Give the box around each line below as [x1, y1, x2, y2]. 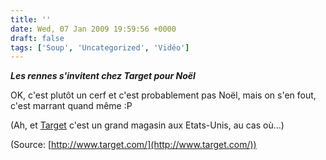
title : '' [10, 14, 52, 25]
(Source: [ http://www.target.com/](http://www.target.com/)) [10, 139, 257, 151]
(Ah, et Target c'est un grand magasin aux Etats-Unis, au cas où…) [10, 119, 285, 131]
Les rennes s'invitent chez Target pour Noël [10, 70, 196, 82]
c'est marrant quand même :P [10, 100, 133, 112]
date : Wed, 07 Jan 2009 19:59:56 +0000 [10, 24, 177, 34]
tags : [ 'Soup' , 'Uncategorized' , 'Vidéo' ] [10, 42, 190, 53]
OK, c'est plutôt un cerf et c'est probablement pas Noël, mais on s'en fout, [10, 89, 317, 101]
